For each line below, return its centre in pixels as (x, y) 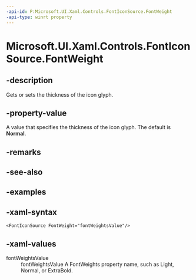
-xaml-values (31, 244)
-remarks (24, 152)
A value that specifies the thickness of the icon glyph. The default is (89, 127)
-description (29, 80)
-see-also (24, 172)
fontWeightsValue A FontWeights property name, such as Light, (98, 264)
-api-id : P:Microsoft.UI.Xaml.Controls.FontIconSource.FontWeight (89, 11)
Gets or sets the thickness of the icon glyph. (60, 94)
